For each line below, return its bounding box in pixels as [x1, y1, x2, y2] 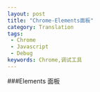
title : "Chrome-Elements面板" [7, 17, 94, 24]
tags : [7, 30, 23, 38]
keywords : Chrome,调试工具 [7, 57, 82, 64]
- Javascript [10, 43, 49, 50]
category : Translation [7, 23, 74, 30]
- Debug [10, 50, 33, 57]
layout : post [7, 10, 46, 18]
